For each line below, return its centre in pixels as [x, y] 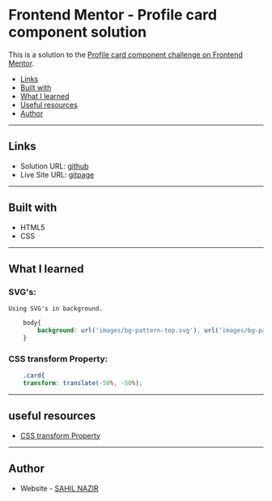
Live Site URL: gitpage [57, 174]
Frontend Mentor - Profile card [113, 15]
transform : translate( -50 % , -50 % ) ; [83, 383]
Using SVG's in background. [56, 309]
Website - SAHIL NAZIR [59, 488]
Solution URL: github [54, 166]
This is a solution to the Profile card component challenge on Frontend [125, 54]
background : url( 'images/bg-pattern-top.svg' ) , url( [128, 331]
